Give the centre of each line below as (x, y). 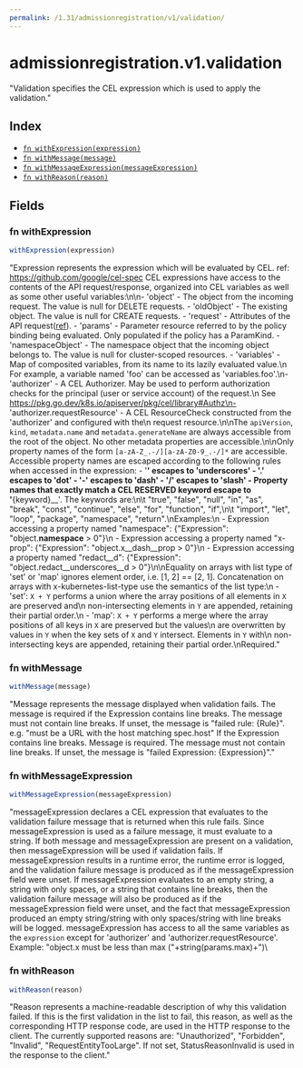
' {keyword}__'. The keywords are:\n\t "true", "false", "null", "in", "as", (137, 499)
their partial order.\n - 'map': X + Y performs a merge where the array (139, 615)
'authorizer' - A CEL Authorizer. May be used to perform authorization (140, 384)
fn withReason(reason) (65, 178)
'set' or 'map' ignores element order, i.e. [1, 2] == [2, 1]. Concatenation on (147, 576)
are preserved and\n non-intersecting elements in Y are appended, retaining (151, 605)
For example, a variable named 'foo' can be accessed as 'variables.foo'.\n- (149, 374)
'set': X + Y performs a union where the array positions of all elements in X (148, 595)
